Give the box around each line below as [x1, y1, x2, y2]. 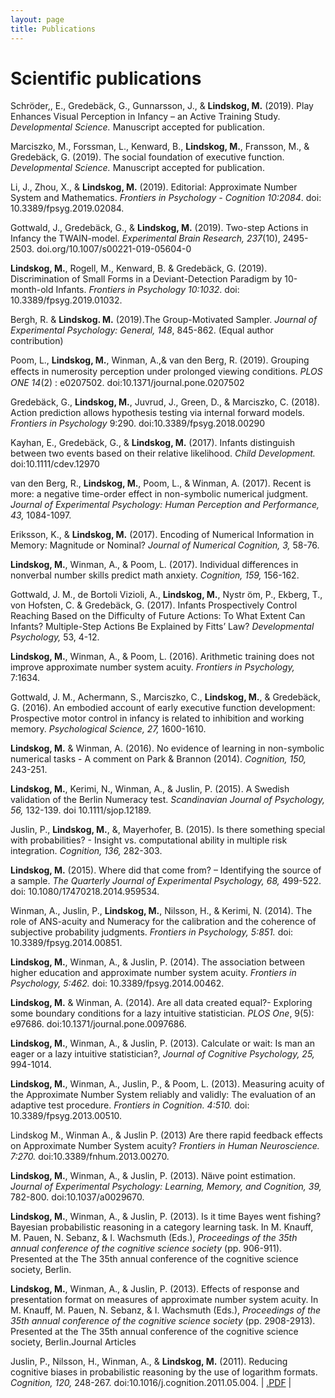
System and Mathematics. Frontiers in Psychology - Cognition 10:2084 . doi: [10, 192, 322, 204]
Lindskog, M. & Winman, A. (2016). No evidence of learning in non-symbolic [10, 742, 325, 755]
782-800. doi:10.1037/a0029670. [10, 1191, 145, 1203]
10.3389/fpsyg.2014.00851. [10, 937, 123, 949]
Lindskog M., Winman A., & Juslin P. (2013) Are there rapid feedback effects [10, 1129, 323, 1141]
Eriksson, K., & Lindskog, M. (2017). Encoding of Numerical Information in [10, 529, 315, 541]
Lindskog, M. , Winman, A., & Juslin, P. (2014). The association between [10, 956, 306, 968]
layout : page [10, 14, 65, 25]
